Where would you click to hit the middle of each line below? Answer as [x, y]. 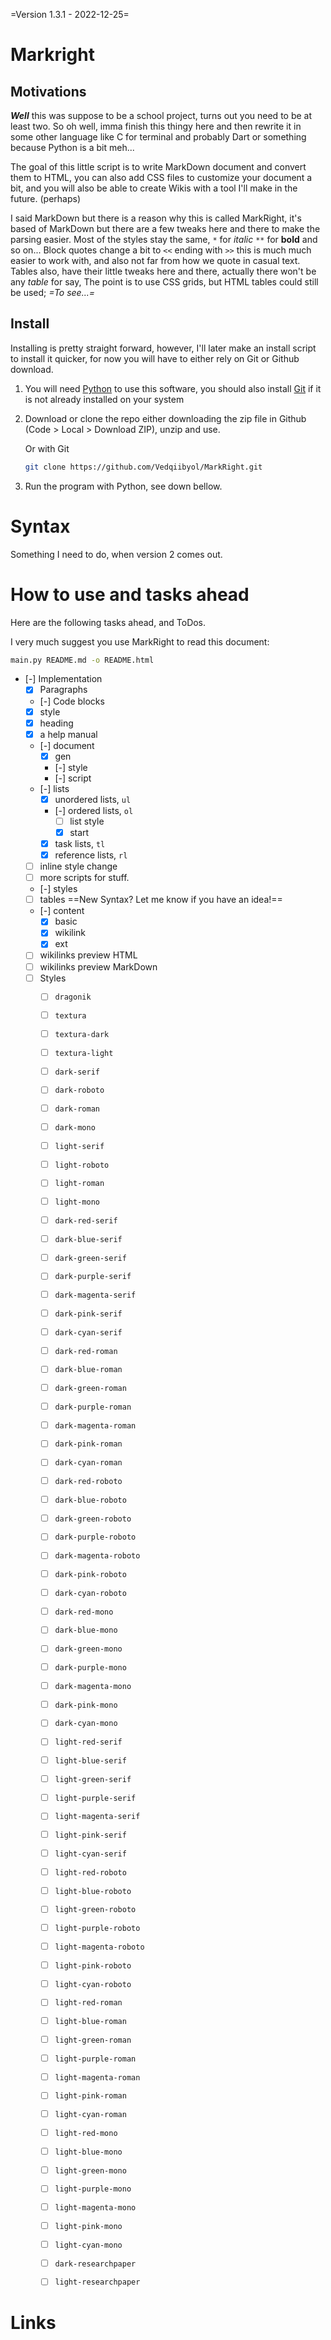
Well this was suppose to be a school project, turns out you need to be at [161, 115]
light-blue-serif [90, 1761]
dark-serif [77, 1072]
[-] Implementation [63, 679]
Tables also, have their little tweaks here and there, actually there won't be [163, 271]
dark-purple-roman [93, 1407]
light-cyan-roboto [93, 1984]
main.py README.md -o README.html [82, 660]
